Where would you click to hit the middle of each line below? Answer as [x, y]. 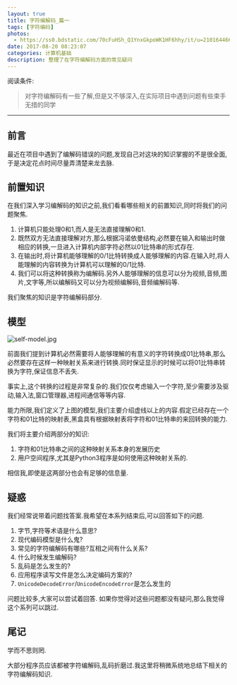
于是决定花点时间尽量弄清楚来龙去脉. [61, 162]
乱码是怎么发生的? [44, 566]
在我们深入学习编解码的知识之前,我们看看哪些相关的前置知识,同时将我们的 [114, 205]
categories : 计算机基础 [39, 54]
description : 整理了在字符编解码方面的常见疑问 [70, 60]
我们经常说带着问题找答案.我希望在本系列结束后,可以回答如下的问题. [106, 516]
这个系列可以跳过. [33, 607]
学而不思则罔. [27, 650]
